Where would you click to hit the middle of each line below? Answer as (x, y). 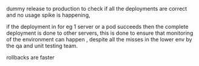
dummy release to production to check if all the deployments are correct (97, 9)
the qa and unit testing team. (42, 46)
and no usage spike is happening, (48, 15)
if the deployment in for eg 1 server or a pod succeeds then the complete (98, 27)
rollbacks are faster (30, 57)
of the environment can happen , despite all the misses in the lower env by (99, 39)
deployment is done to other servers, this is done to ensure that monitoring (100, 33)
